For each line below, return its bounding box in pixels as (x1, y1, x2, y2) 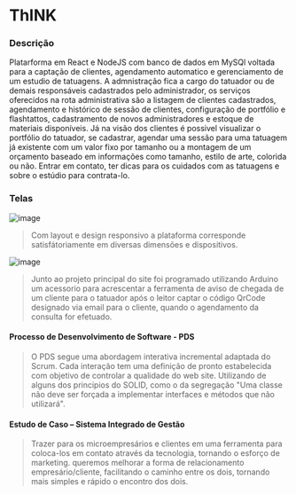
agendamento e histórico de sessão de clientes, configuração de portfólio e (9, 104, 286, 115)
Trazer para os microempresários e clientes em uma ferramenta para (30, 438, 283, 449)
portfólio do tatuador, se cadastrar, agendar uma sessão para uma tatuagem (9, 132, 288, 143)
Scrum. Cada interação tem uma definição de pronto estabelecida (30, 360, 272, 371)
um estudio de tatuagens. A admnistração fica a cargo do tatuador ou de (9, 76, 275, 87)
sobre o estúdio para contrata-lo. (9, 170, 130, 181)
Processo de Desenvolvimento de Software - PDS (9, 332, 195, 342)
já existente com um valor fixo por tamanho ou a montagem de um (9, 142, 252, 153)
